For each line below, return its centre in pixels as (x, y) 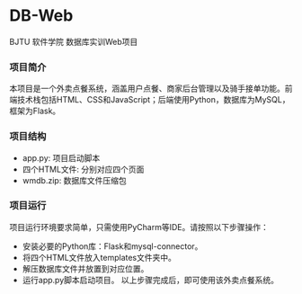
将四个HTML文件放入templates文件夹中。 (99, 257)
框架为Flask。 (35, 111)
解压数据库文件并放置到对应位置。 (85, 268)
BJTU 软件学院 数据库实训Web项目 (74, 41)
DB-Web (41, 16)
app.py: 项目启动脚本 (61, 157)
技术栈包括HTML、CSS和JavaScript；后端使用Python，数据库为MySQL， (153, 100)
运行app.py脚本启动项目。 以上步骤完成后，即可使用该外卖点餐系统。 (150, 280)
